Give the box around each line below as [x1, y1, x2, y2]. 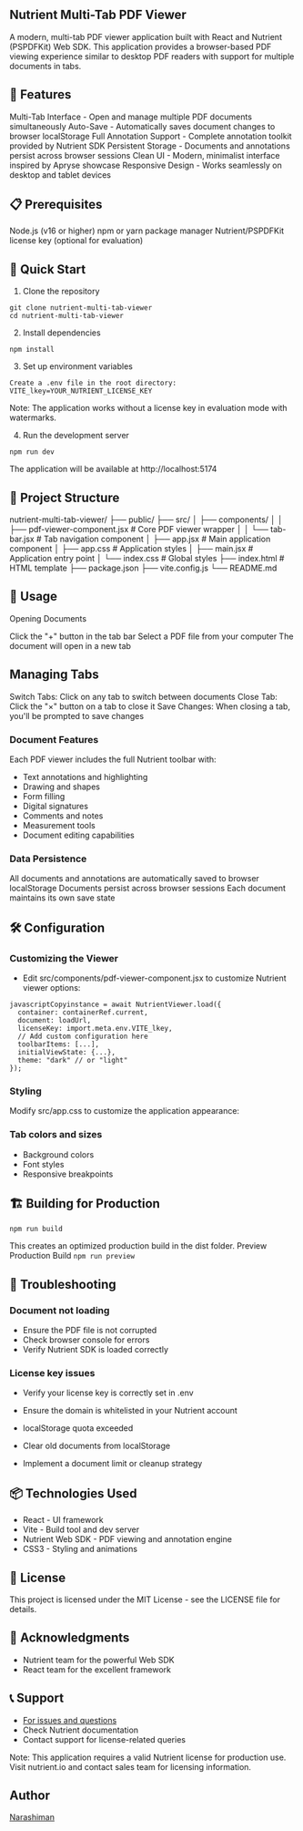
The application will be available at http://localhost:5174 [9, 464, 217, 475]
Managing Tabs [9, 667, 99, 683]
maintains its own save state [9, 892, 116, 903]
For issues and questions [22, 1714, 117, 1725]
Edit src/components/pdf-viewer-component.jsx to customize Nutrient [22, 972, 287, 983]
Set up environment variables [22, 361, 134, 372]
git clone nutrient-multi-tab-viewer [9, 303, 153, 313]
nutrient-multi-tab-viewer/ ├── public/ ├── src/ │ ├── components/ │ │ [9, 514, 284, 525]
